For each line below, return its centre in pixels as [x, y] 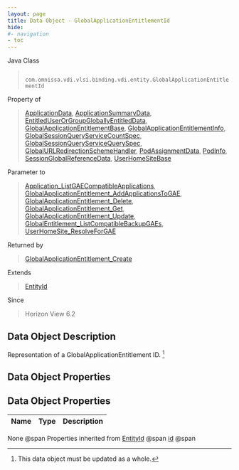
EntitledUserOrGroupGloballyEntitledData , [86, 121]
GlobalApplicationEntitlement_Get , [75, 209]
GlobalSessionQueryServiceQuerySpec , [83, 144]
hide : [15, 27]
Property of [24, 100]
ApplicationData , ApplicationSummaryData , [88, 113]
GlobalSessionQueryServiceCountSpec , [83, 136]
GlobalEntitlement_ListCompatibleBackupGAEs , [94, 224]
